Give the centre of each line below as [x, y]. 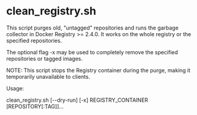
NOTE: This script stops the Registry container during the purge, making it [98, 70]
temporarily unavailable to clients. [48, 76]
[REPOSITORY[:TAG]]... [35, 106]
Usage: [15, 88]
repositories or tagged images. [44, 58]
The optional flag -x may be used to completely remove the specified [92, 52]
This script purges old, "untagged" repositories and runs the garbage [92, 28]
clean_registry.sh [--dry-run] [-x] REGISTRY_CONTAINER [77, 100]
